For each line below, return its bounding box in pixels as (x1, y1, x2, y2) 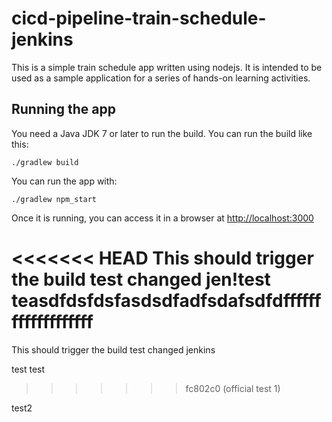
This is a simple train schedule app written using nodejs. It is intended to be (11, 61, 323, 73)
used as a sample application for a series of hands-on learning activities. (11, 72, 311, 84)
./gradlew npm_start (11, 194, 98, 204)
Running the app (11, 101, 116, 118)
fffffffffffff (11, 310, 94, 333)
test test (11, 363, 46, 375)
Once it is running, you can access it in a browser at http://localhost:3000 (11, 212, 314, 224)
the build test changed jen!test (11, 268, 271, 291)
